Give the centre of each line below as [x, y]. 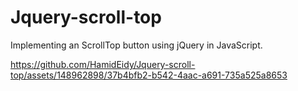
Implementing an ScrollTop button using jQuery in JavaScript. [136, 45]
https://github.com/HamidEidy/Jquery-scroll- [103, 64]
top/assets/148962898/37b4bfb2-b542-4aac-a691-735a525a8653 [149, 75]
